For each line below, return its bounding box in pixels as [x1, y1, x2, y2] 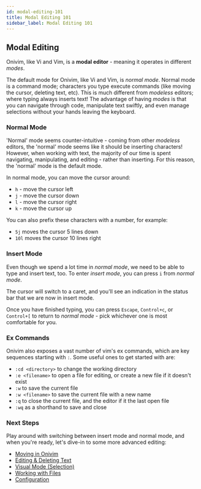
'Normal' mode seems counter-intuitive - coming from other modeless [6, 137, 181, 144]
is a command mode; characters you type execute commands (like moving [6, 82, 191, 90]
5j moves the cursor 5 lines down [14, 228, 99, 235]
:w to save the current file [14, 384, 78, 392]
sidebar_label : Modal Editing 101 [6, 20, 93, 26]
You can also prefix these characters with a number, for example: [6, 217, 168, 224]
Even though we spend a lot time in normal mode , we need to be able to [6, 263, 185, 271]
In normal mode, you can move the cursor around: [6, 174, 131, 181]
